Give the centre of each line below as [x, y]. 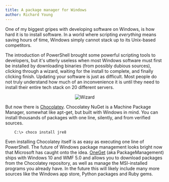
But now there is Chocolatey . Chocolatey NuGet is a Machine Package [78, 107]
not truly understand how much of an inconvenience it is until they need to [82, 82]
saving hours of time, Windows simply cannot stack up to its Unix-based [80, 40]
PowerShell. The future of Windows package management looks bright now [84, 147]
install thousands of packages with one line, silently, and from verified [78, 117]
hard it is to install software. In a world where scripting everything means [81, 34]
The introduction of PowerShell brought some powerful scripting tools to [80, 55]
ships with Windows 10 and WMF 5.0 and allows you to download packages [84, 158]
